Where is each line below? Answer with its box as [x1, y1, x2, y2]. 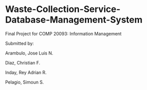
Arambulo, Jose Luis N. [5, 50, 53, 56]
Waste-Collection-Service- [5, 3, 121, 15]
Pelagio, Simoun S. [5, 79, 44, 85]
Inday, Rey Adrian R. [5, 69, 47, 75]
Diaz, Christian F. [5, 59, 40, 65]
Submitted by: [5, 40, 34, 46]
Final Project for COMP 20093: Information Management [5, 30, 121, 36]
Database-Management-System [5, 14, 142, 25]
